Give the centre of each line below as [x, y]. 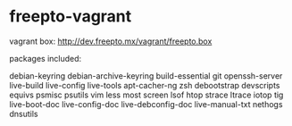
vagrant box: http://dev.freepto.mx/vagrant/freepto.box [111, 41]
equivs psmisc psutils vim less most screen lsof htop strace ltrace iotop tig [146, 95]
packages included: [46, 58]
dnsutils [24, 113]
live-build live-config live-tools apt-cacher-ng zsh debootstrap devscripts [145, 85]
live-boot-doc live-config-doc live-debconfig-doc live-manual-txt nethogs [146, 104]
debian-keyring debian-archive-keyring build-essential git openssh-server [146, 76]
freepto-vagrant [71, 17]
